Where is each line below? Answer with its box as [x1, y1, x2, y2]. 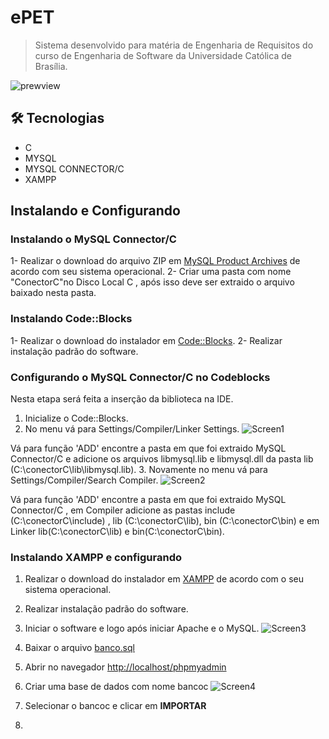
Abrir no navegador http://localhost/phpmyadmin [24, 661, 227, 673]
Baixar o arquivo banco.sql [24, 642, 135, 654]
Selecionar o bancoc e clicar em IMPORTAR [24, 700, 207, 712]
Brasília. [34, 60, 68, 72]
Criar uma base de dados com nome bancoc [24, 681, 209, 693]
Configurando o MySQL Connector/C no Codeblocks [10, 370, 271, 384]
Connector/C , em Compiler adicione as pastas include [10, 504, 236, 516]
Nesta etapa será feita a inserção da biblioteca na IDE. [10, 393, 234, 405]
